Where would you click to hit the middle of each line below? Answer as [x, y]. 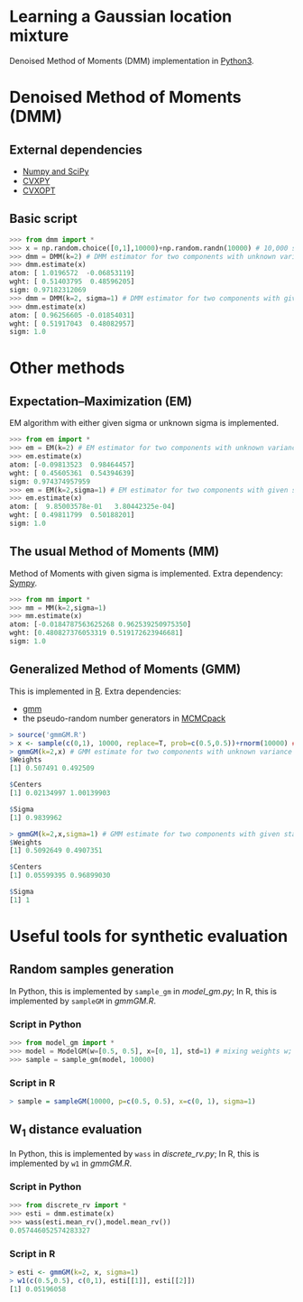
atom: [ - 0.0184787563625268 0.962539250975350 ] [101, 624]
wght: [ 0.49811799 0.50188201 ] [72, 515]
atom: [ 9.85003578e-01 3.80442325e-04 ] [92, 507]
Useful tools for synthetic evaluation [149, 936]
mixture [39, 36]
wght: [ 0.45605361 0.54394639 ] [72, 473]
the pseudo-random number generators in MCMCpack [124, 718]
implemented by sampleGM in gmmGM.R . [83, 1001]
